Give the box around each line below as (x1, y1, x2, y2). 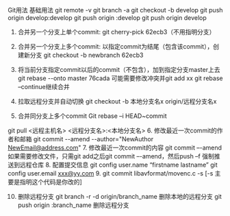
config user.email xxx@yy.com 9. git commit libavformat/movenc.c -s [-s (8, 169, 214, 177)
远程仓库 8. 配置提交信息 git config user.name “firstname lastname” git (19, 160, 218, 169)
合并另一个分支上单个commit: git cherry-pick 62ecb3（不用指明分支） (17, 28, 216, 36)
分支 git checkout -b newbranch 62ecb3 (29, 51, 144, 59)
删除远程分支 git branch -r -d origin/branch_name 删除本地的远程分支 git (17, 193, 222, 200)
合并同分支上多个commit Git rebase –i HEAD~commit (17, 112, 167, 120)
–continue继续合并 (17, 83, 71, 91)
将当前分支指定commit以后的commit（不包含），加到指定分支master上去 (17, 66, 220, 73)
